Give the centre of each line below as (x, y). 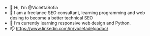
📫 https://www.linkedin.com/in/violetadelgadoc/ (59, 28)
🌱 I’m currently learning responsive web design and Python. (70, 23)
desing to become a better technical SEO (51, 18)
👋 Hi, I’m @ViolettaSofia (34, 8)
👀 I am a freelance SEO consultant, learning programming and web (77, 13)
